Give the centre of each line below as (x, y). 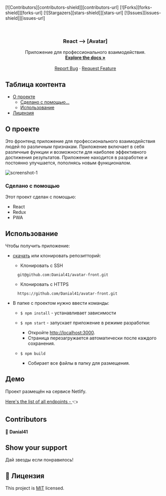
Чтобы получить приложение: (38, 246)
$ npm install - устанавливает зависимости (68, 313)
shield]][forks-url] (24, 13)
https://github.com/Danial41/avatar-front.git (68, 294)
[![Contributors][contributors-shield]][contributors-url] (62, 7)
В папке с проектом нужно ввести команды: (61, 303)
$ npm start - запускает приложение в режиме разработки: (85, 323)
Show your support (36, 448)
